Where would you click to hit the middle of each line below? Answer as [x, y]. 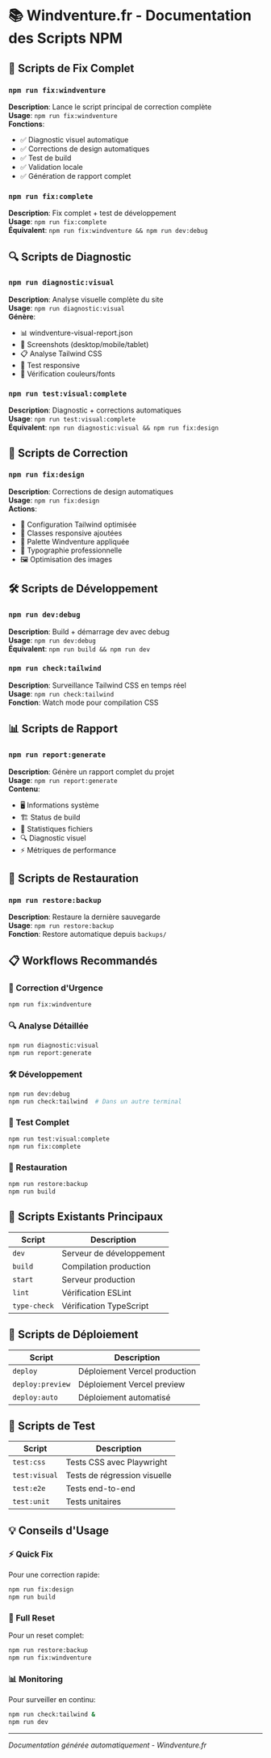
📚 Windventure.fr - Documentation [130, 16]
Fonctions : [27, 124]
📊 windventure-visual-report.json [76, 333]
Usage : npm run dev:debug [52, 640]
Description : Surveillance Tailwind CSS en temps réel [98, 685]
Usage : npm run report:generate [63, 780]
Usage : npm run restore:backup [61, 926]
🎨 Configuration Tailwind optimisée [78, 524]
